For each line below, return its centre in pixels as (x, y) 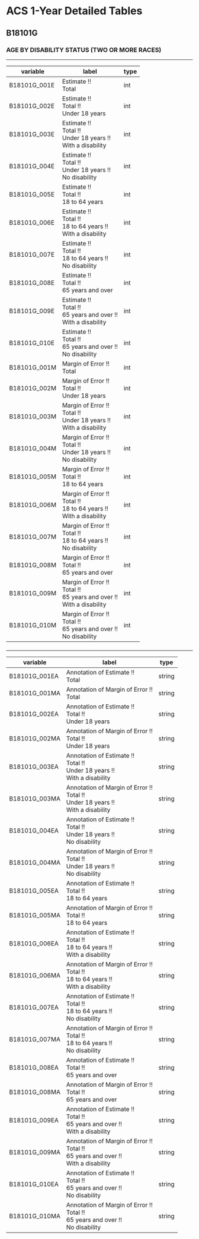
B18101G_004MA (35, 862)
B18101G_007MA (35, 1039)
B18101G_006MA (35, 975)
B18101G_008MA (35, 1092)
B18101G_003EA (34, 767)
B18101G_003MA (35, 799)
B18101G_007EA (34, 1007)
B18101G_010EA (34, 1184)
